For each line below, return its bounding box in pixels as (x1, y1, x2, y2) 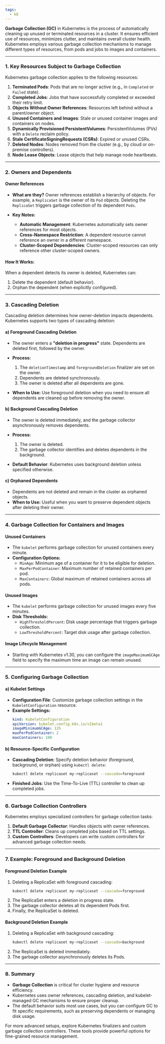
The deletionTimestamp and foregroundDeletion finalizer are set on (19, 364, 155, 370)
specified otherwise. (12, 466, 54, 473)
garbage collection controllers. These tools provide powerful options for (5, 1028, 151, 1034)
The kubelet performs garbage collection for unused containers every (12, 544, 154, 550)
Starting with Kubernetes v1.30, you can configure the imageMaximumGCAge (12, 652, 160, 658)
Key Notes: (12, 212, 36, 218)
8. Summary (5, 971, 35, 978)
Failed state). (12, 89, 40, 95)
